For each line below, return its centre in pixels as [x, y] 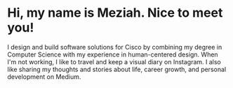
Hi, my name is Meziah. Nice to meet [115, 13]
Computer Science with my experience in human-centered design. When [113, 54]
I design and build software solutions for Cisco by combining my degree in [115, 47]
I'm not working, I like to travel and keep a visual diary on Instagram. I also [114, 61]
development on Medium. [44, 76]
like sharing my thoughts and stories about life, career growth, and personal [117, 69]
